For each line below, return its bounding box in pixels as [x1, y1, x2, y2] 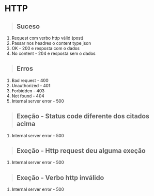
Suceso [16, 22, 40, 31]
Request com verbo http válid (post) [11, 35, 84, 41]
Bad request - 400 [11, 77, 49, 83]
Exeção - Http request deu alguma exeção [16, 147, 146, 155]
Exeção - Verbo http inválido [16, 173, 105, 182]
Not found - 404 [11, 93, 45, 98]
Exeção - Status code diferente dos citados [16, 112, 150, 120]
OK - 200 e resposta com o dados [11, 46, 80, 51]
